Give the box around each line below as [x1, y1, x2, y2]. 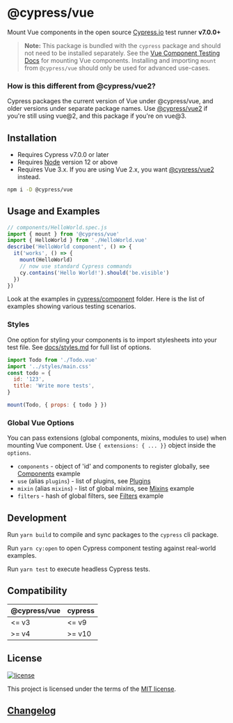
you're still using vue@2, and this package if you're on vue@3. [7, 112, 186, 120]
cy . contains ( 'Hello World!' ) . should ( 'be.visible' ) [19, 269, 170, 276]
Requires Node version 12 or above [17, 158, 118, 167]
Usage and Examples [7, 206, 101, 218]
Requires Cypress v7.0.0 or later [17, 151, 109, 159]
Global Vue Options [7, 418, 74, 427]
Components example [17, 469, 81, 478]
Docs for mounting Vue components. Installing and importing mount [24, 56, 217, 64]
